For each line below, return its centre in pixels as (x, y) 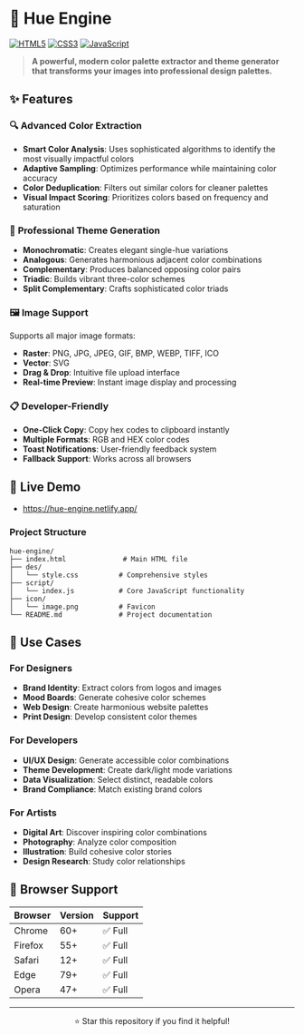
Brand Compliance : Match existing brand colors (112, 789)
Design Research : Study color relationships (104, 861)
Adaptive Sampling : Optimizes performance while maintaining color (149, 168)
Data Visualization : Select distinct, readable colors (118, 779)
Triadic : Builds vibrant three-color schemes (104, 278)
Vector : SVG (46, 363)
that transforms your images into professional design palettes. (152, 71)
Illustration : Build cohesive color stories (97, 851)
